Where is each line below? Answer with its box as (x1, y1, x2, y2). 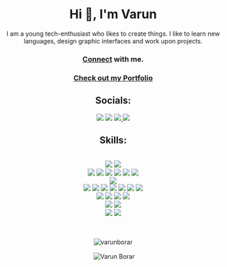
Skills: (99, 134, 127, 146)
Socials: (95, 94, 131, 107)
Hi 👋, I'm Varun (69, 6, 157, 22)
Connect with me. (82, 54, 145, 64)
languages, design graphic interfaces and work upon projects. (23, 36, 203, 45)
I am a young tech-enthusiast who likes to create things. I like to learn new (6, 29, 221, 38)
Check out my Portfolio (73, 73, 153, 82)
